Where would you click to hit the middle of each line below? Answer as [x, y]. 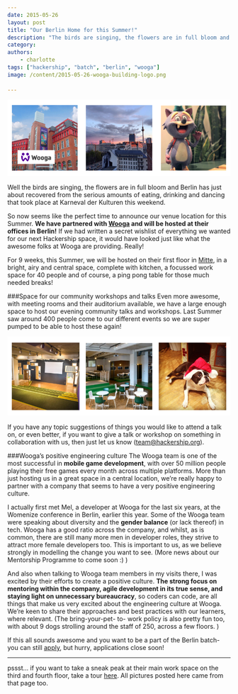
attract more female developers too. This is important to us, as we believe [114, 544]
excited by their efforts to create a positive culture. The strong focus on [112, 581]
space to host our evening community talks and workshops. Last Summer [115, 311]
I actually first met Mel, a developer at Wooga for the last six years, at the [114, 507]
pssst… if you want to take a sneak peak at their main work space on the [113, 668]
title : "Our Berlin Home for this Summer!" [73, 30]
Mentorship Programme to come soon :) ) [68, 559]
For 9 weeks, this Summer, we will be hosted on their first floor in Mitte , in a [117, 260]
